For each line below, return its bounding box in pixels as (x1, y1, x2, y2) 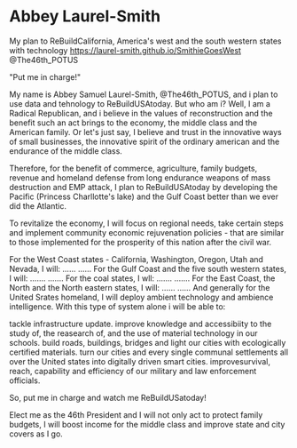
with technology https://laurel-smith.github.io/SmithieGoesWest (9, 44, 242, 55)
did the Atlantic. (9, 200, 66, 211)
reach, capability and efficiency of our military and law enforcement (9, 365, 257, 376)
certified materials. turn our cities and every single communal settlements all (9, 347, 289, 357)
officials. (9, 375, 41, 386)
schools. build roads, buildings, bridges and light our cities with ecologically (9, 337, 286, 348)
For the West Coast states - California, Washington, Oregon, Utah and (9, 253, 264, 264)
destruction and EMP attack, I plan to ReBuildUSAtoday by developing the (9, 181, 277, 192)
